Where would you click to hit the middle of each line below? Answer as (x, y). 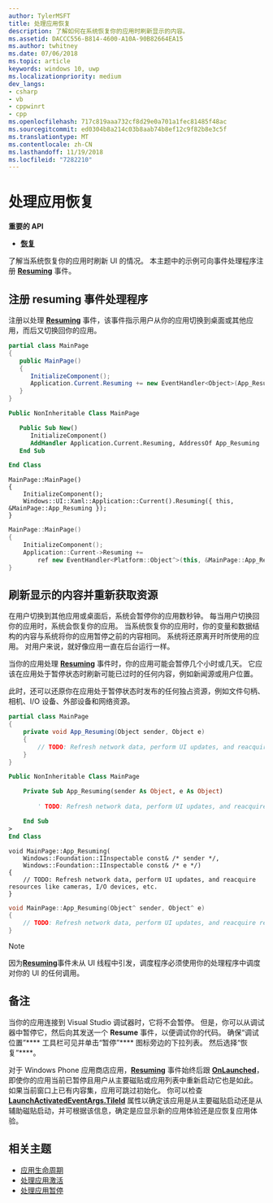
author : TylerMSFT (39, 16)
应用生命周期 (41, 1170)
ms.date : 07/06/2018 (43, 54)
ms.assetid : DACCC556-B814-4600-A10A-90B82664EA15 (96, 39)
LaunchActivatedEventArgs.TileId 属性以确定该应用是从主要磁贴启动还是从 (135, 1100)
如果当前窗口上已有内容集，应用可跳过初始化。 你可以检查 (106, 1090)
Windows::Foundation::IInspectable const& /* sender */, (121, 858)
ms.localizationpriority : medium (65, 76)
